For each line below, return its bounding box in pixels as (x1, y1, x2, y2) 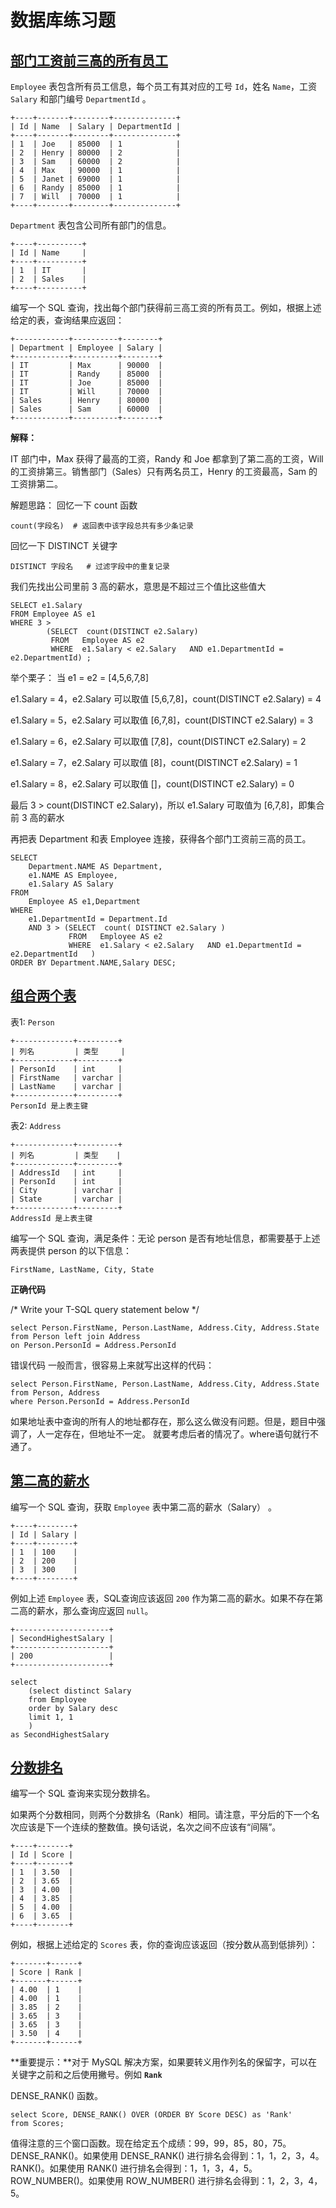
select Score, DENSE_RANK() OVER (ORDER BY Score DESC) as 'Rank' (10, 2110, 293, 2120)
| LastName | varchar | (10, 1081, 123, 1091)
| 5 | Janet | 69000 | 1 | (10, 174, 182, 184)
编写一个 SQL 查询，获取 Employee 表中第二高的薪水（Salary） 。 (10, 1501, 278, 1513)
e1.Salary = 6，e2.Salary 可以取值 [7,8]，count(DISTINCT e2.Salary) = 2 (10, 736, 307, 747)
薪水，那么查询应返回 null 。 (36, 1604, 154, 1616)
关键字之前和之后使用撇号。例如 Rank (10, 2069, 163, 2081)
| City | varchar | (10, 1185, 123, 1195)
